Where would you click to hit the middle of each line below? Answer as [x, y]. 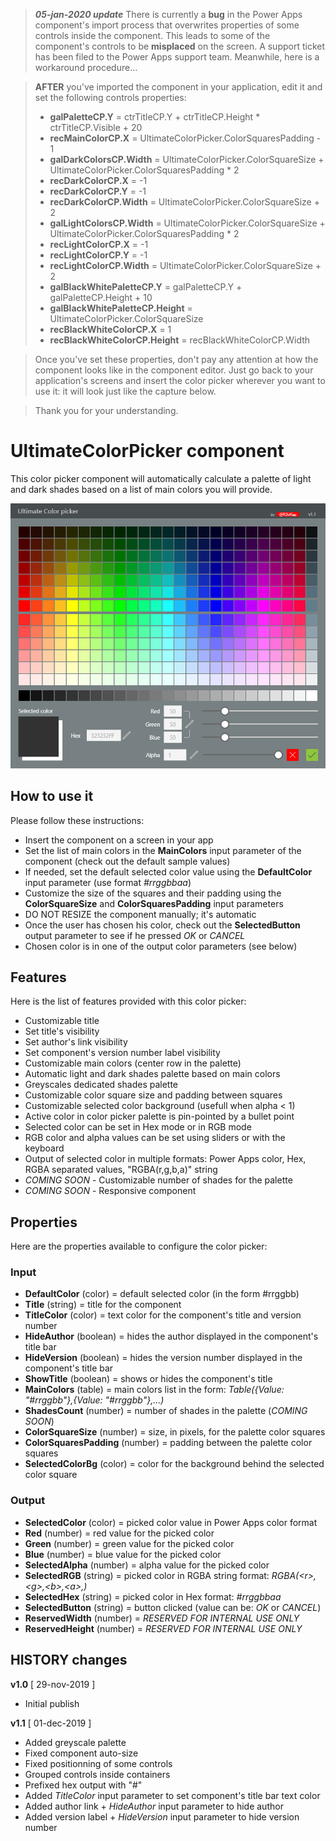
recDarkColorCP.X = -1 [98, 180]
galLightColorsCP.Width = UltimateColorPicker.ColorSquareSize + [187, 223]
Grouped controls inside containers [97, 1774]
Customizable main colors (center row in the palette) [133, 1063]
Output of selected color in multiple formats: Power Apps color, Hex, [165, 1159]
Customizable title [62, 1021]
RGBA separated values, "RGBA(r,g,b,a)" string [121, 1170]
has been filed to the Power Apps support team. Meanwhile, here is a [177, 57]
